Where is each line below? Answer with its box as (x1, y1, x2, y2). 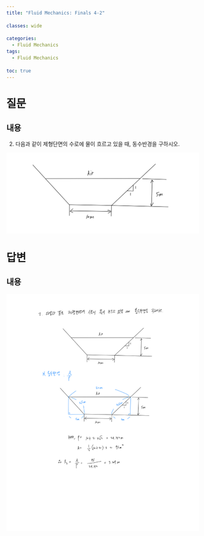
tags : (6, 49, 20, 55)
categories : (6, 35, 37, 42)
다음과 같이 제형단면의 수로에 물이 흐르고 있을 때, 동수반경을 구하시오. (15, 140, 180, 148)
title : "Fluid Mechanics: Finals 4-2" (6, 10, 105, 16)
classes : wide (6, 23, 43, 29)
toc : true (6, 68, 32, 74)
